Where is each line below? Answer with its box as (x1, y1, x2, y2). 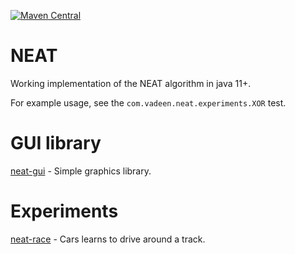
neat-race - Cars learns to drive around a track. (10, 233, 206, 245)
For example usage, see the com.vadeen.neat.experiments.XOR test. (10, 96, 287, 109)
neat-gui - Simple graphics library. (10, 165, 152, 177)
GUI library (10, 132, 102, 155)
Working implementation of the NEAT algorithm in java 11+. (10, 77, 252, 89)
